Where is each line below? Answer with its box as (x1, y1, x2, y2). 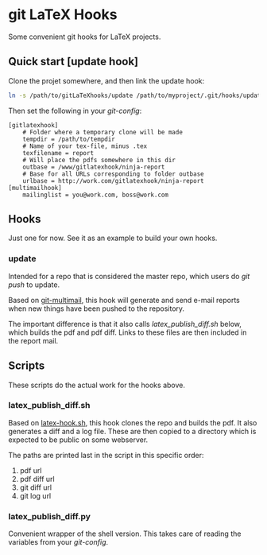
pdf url (19, 465, 42, 475)
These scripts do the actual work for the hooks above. (8, 380, 185, 390)
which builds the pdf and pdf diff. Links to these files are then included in (8, 328, 247, 337)
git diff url (19, 483, 52, 492)
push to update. (8, 280, 60, 289)
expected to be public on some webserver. (8, 435, 149, 444)
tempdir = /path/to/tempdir (22, 135, 115, 143)
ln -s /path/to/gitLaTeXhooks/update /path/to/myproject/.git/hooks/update (8, 91, 265, 99)
